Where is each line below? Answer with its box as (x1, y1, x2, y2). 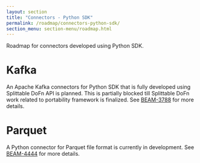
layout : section (6, 8, 47, 15)
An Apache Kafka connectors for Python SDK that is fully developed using (6, 83, 191, 91)
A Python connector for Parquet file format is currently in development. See (6, 144, 195, 151)
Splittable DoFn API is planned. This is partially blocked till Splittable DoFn (6, 90, 190, 97)
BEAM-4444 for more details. (6, 150, 80, 158)
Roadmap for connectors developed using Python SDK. (6, 42, 144, 50)
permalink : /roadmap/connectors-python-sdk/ (6, 20, 120, 26)
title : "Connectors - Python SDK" (6, 14, 94, 21)
